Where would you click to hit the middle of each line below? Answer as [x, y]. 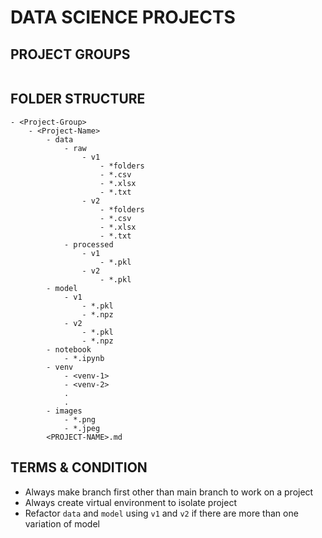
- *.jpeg [82, 428]
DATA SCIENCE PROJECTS [123, 17]
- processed [88, 244]
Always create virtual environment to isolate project [130, 502]
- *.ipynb [84, 358]
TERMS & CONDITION [79, 467]
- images [64, 411]
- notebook [69, 349]
